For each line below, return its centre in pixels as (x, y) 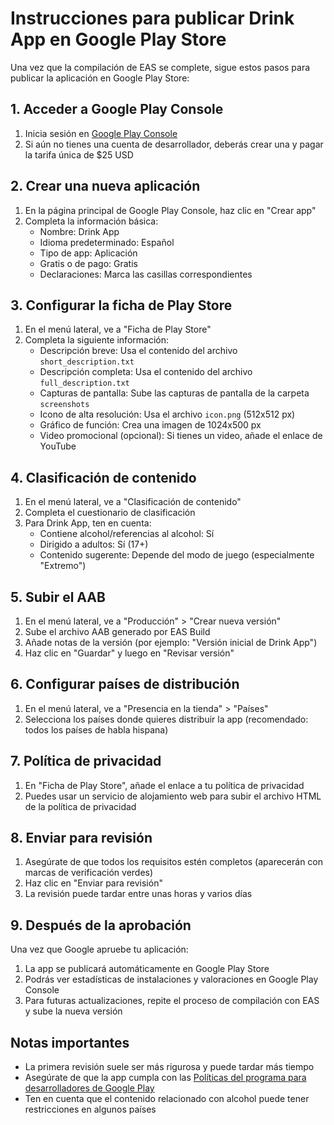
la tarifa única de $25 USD (79, 154)
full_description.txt (84, 383)
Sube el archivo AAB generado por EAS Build (117, 631)
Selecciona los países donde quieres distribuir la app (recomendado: (166, 719)
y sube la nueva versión (73, 1011)
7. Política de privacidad (86, 761)
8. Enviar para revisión (81, 838)
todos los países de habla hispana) (96, 729)
